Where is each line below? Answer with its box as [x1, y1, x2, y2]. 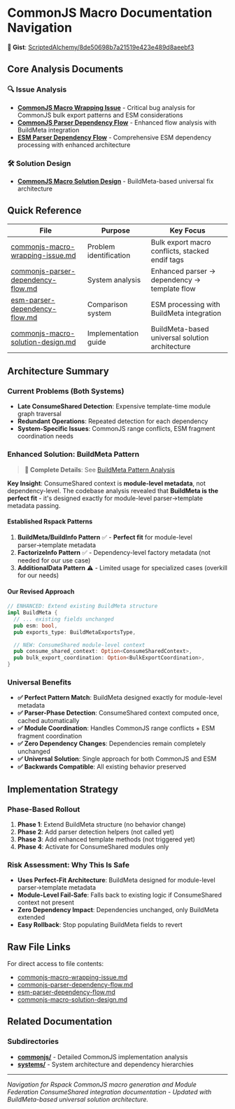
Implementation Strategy [7, 783, 119, 795]
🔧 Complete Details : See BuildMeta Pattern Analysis [24, 465, 176, 474]
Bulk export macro [150, 237, 211, 247]
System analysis [87, 275, 141, 284]
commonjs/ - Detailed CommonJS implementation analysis [17, 1052, 188, 1061]
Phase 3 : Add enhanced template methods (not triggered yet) [17, 835, 196, 843]
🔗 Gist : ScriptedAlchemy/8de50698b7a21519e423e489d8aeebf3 [7, 43, 194, 51]
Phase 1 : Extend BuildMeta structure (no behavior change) [17, 820, 186, 828]
